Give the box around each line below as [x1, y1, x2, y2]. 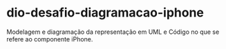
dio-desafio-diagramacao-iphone [6, 5, 205, 21]
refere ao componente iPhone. [6, 35, 93, 43]
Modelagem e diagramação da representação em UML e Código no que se [6, 28, 220, 36]
